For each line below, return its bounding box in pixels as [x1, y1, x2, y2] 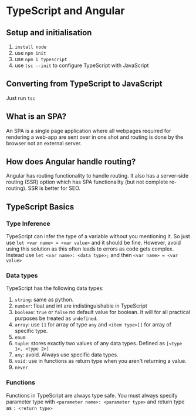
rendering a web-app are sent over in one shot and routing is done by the [6, 134, 184, 141]
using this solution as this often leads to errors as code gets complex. [6, 245, 174, 252]
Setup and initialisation [6, 28, 92, 38]
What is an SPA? [6, 112, 67, 122]
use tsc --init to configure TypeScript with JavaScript [14, 62, 149, 69]
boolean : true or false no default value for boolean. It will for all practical [14, 309, 191, 316]
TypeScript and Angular [6, 4, 125, 18]
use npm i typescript [14, 56, 67, 62]
